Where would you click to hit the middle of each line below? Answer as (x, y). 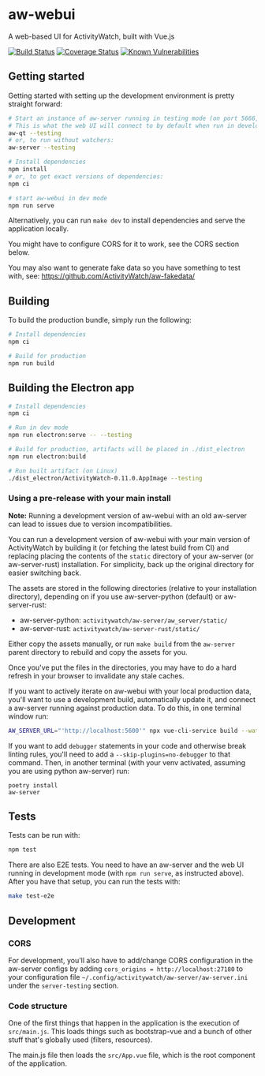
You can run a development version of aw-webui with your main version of (129, 539)
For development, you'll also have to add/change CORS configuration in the (131, 960)
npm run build (32, 363)
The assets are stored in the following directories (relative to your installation (132, 588)
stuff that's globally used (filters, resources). (80, 1040)
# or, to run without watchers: (61, 140)
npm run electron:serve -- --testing (70, 435)
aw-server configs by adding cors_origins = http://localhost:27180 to (125, 969)
